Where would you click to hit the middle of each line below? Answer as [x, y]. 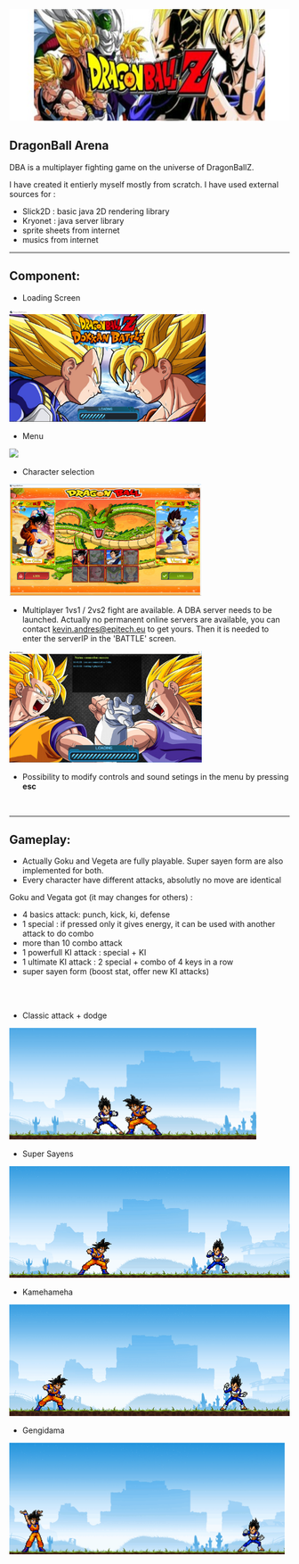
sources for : [32, 194]
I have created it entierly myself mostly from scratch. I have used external [144, 184]
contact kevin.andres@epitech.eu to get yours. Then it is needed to [145, 629]
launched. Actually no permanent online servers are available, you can [151, 619]
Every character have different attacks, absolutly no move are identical [152, 880]
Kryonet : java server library [73, 220]
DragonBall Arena [59, 146]
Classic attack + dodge [65, 1015]
